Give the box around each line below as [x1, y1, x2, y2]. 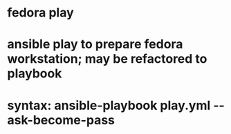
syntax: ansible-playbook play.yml [7, 97, 211, 113]
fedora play [7, 5, 74, 21]
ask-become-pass [7, 112, 115, 128]
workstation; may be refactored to [7, 51, 207, 67]
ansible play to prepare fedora [7, 37, 183, 52]
